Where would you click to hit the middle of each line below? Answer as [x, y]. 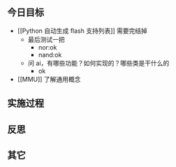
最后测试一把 [46, 39]
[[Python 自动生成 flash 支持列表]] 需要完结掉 [82, 31]
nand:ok [50, 55]
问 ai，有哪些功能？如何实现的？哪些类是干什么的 [98, 63]
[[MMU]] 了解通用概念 [49, 79]
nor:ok [47, 47]
